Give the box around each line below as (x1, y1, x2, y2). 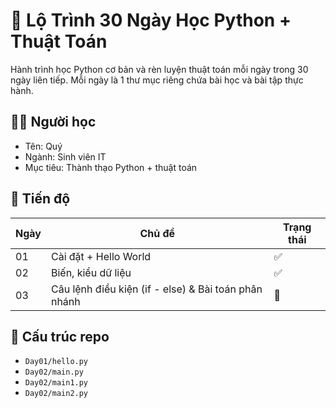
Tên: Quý (24, 140, 63, 152)
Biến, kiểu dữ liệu (50, 265, 132, 279)
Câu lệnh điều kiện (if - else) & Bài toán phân (50, 282, 263, 296)
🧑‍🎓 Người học (10, 114, 97, 131)
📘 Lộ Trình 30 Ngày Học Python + (10, 9, 292, 32)
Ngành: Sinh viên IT (24, 150, 107, 163)
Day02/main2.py (24, 389, 89, 399)
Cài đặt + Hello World (50, 249, 152, 263)
